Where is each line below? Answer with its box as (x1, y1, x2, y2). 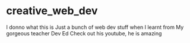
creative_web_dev (6, 4, 98, 18)
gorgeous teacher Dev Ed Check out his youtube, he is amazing (6, 29, 162, 37)
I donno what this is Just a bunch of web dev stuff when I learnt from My (6, 24, 184, 31)
